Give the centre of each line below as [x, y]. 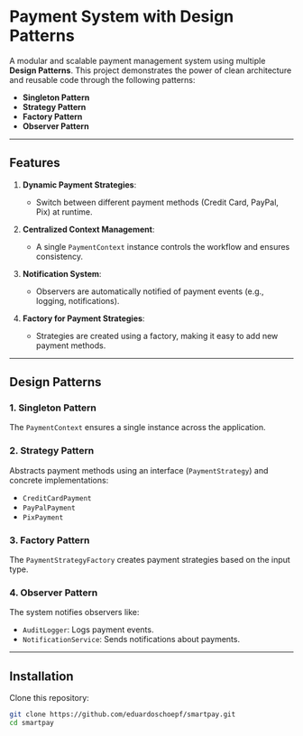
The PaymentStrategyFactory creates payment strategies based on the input [150, 560]
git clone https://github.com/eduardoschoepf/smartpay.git [123, 714]
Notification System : [62, 273]
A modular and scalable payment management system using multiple [138, 60]
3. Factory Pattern [50, 540]
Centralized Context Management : [88, 229]
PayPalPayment [49, 508]
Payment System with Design [122, 17]
